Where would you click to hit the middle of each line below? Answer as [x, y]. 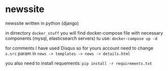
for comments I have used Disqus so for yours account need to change [79, 48]
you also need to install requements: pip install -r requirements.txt [79, 63]
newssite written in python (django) [42, 23]
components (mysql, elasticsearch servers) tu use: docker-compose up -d [81, 38]
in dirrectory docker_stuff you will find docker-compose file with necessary [84, 33]
